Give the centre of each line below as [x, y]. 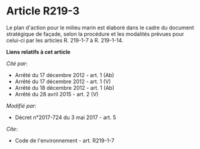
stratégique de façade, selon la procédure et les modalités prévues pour [95, 34]
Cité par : [17, 63]
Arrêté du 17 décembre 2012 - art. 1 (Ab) [64, 75]
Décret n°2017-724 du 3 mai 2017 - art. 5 [66, 117]
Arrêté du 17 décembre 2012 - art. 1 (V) [63, 81]
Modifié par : [22, 105]
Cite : [12, 129]
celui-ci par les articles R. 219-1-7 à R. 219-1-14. [65, 40]
